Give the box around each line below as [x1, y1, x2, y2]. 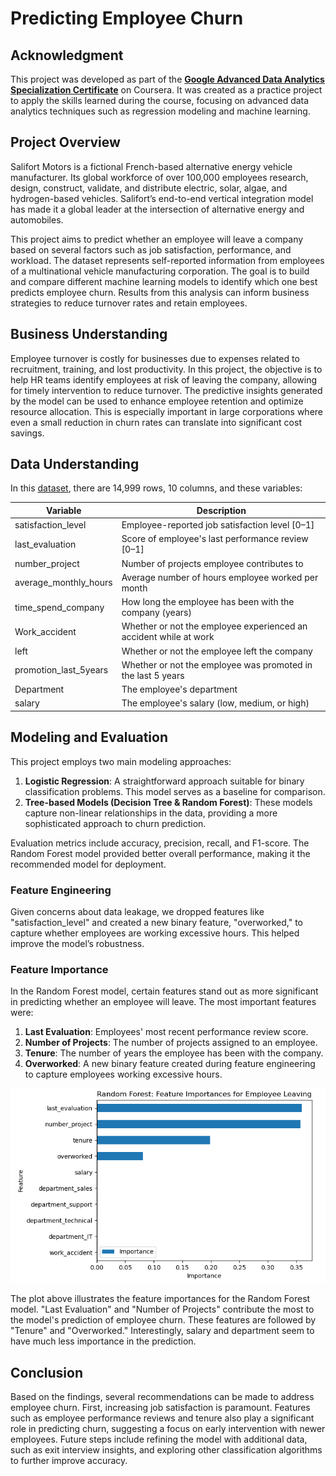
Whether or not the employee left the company [121, 645, 313, 657]
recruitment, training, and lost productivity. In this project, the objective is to [10, 363, 323, 375]
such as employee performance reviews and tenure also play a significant [10, 1412, 315, 1424]
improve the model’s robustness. [10, 938, 145, 950]
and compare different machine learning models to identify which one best [10, 275, 318, 287]
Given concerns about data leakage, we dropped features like [10, 906, 265, 918]
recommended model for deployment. [10, 858, 167, 870]
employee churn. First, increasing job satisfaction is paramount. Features [10, 1402, 311, 1414]
